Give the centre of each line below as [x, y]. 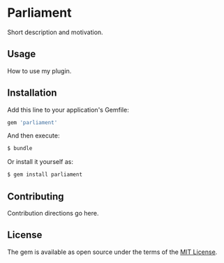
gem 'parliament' [32, 122]
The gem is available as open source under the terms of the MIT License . [112, 252]
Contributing [36, 196]
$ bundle [20, 149]
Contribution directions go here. [53, 213]
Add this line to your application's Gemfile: [68, 110]
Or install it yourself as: [40, 162]
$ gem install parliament [45, 175]
